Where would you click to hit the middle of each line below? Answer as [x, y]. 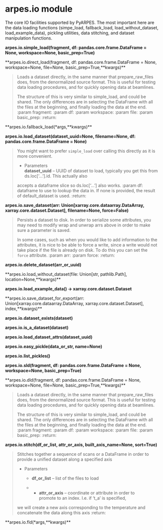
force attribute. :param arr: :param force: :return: [66, 255]
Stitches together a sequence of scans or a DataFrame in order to [83, 454]
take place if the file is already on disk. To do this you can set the [82, 250]
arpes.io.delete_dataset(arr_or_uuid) [43, 265]
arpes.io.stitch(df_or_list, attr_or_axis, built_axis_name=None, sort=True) [81, 445]
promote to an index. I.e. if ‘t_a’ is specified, [82, 498]
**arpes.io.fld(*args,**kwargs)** [38, 522]
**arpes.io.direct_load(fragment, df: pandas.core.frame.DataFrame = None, [81, 62]
